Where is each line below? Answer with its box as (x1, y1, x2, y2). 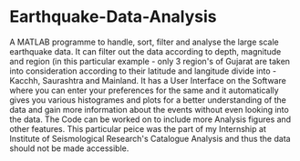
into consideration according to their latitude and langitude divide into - (9, 65, 276, 76)
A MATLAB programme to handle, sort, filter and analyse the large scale (9, 36, 280, 47)
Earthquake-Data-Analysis (9, 6, 217, 27)
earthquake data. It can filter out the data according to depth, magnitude (9, 45, 282, 56)
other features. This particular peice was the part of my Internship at (9, 123, 266, 134)
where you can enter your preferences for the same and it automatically (9, 85, 280, 96)
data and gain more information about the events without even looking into (9, 104, 289, 115)
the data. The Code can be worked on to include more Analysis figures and (9, 114, 292, 125)
